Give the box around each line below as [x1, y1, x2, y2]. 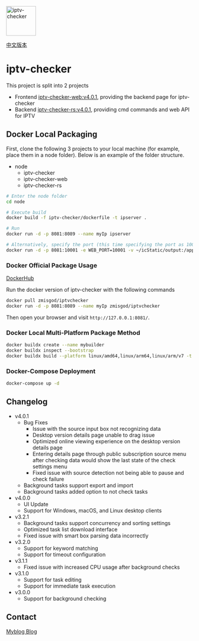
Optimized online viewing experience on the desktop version [32, 437, 181, 444]
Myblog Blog [6, 627, 37, 635]
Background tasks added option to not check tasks [23, 488, 148, 495]
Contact [6, 612, 37, 622]
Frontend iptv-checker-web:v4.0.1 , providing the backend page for [14, 93, 177, 100]
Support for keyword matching [23, 545, 99, 552]
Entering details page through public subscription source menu [32, 450, 187, 458]
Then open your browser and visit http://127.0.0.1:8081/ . [6, 314, 150, 321]
